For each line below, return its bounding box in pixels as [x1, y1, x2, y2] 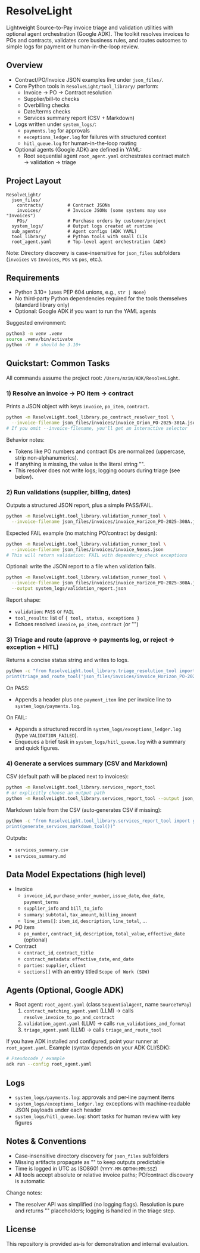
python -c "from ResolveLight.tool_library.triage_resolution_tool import [6, 668, 196, 674]
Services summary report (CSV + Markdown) [23, 114, 135, 121]
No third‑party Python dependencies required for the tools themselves [14, 295, 187, 302]
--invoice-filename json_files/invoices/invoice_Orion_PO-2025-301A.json [11, 420, 198, 426]
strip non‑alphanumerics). [14, 454, 79, 461]
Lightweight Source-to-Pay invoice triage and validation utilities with [6, 24, 174, 31]
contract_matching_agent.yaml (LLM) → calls [23, 1007, 134, 1014]
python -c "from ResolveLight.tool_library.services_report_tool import [6, 818, 190, 824]
